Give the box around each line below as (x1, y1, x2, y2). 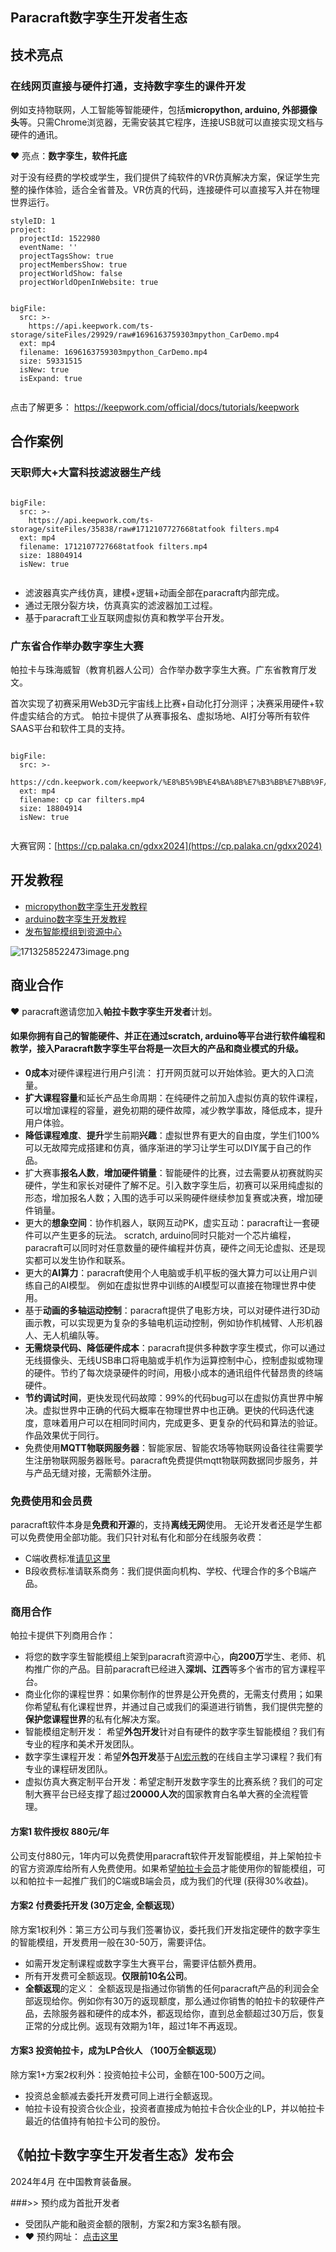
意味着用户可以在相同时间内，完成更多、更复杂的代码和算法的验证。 (42, 1416, 323, 1428)
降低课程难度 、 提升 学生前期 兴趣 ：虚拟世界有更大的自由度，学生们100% (24, 1129, 320, 1141)
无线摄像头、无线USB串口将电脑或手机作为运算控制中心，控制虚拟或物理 (24, 1354, 324, 1366)
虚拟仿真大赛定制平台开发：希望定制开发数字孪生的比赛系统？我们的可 (24, 1776, 315, 1788)
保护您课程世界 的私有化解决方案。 (24, 1713, 166, 1725)
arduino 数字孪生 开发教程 (24, 913, 127, 925)
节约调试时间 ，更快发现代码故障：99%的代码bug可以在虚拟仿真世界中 (24, 1391, 315, 1403)
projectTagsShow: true (19, 251, 114, 262)
